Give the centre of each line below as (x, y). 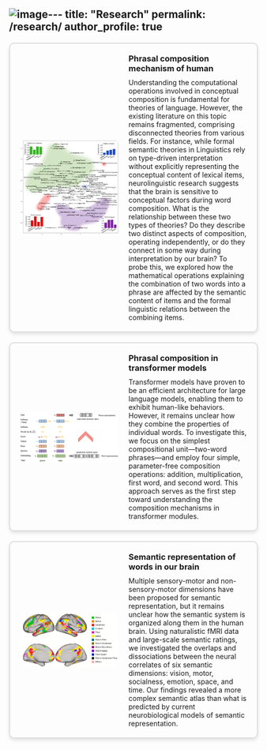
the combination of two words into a (187, 284)
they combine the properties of (179, 424)
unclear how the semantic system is (187, 615)
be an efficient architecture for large (187, 391)
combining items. (156, 317)
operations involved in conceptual (184, 91)
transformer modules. (164, 516)
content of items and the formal (180, 301)
